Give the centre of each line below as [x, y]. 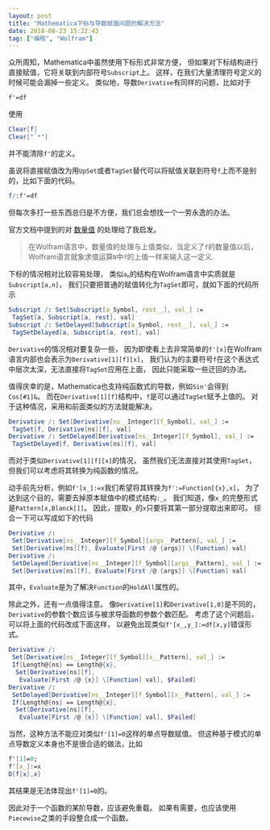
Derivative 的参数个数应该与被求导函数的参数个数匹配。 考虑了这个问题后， [133, 615]
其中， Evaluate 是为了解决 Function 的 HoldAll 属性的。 [96, 587]
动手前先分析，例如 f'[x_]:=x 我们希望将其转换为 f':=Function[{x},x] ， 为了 [134, 488]
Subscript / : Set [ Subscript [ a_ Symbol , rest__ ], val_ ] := [106, 310]
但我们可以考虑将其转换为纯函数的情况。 [75, 471]
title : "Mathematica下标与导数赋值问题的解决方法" [87, 23]
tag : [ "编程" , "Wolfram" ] [51, 38]
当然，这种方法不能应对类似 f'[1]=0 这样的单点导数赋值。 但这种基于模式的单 [135, 734]
